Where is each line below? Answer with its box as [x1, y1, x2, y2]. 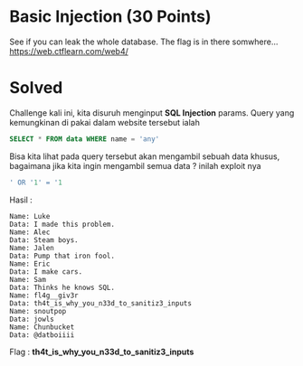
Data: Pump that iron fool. [9, 251, 116, 260]
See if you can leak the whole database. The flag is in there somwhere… [9, 36, 279, 47]
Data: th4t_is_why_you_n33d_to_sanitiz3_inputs [9, 298, 193, 308]
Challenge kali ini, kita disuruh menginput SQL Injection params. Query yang [9, 107, 295, 118]
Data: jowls [9, 314, 54, 324]
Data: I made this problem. [9, 220, 116, 229]
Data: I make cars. [9, 267, 83, 277]
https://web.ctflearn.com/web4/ [9, 45, 128, 56]
